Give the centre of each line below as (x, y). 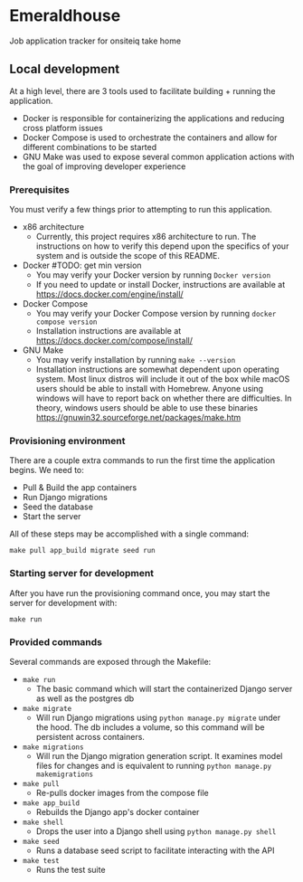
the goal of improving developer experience (104, 166)
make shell (43, 822)
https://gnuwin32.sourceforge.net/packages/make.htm (138, 418)
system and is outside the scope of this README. (128, 256)
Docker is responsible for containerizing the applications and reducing (153, 118)
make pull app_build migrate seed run (82, 551)
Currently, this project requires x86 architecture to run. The (146, 237)
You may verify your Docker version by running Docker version (153, 275)
